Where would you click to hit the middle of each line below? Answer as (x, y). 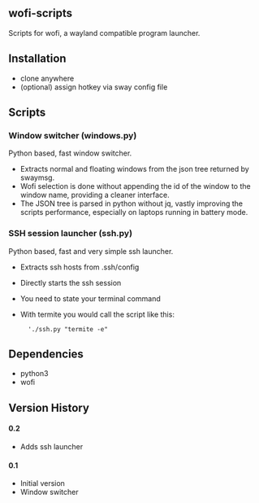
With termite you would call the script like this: (97, 314)
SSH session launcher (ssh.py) (70, 234)
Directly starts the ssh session (71, 282)
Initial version (42, 483)
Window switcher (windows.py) (73, 135)
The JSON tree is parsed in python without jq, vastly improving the (132, 203)
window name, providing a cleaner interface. (95, 195)
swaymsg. (37, 177)
